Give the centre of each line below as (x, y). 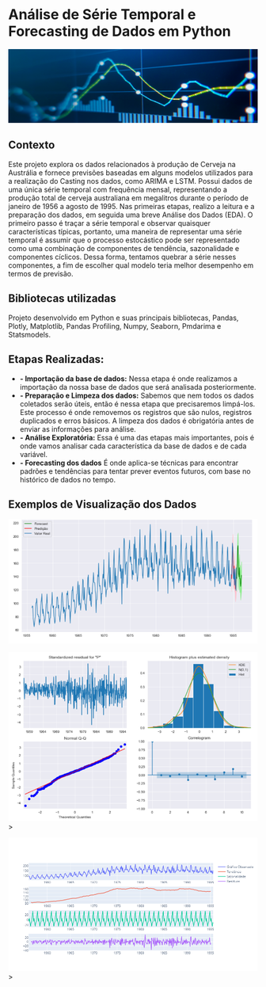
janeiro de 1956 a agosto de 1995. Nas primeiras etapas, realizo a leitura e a (131, 206)
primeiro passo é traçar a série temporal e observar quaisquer (110, 223)
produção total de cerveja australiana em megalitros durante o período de (129, 198)
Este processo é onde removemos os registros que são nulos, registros (136, 412)
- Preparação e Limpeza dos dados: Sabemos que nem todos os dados (137, 395)
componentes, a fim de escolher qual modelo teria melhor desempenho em (131, 265)
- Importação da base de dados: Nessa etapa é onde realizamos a (128, 379)
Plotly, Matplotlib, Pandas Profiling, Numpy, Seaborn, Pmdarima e (115, 326)
